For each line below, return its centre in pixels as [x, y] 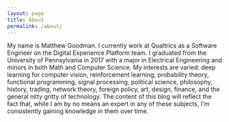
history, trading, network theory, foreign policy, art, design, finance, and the [113, 89]
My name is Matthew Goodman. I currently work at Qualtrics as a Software [112, 46]
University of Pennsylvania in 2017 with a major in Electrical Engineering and [114, 60]
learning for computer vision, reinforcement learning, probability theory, [108, 75]
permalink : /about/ [35, 26]
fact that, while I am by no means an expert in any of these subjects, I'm [108, 104]
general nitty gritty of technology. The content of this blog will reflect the [109, 97]
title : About [26, 20]
